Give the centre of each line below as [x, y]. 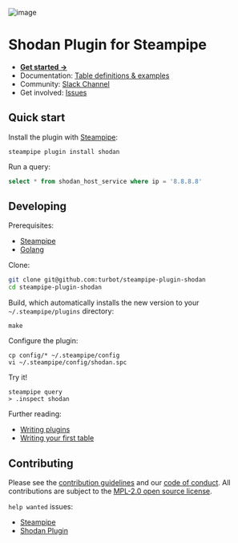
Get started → [44, 67]
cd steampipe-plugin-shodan [55, 288]
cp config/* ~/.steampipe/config [64, 356]
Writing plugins [45, 430]
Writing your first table [57, 438]
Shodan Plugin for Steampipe [107, 45]
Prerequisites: [31, 225]
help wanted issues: [41, 507]
